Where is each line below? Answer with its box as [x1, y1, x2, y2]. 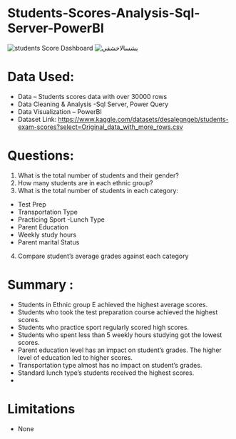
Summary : [7, 277, 73, 293]
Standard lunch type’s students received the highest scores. [17, 368, 195, 377]
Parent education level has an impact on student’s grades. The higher [17, 346, 222, 354]
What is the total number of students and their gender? [17, 171, 180, 180]
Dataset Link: [17, 115, 57, 123]
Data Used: [7, 69, 75, 85]
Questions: [7, 148, 75, 164]
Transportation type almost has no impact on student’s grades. [17, 361, 202, 369]
